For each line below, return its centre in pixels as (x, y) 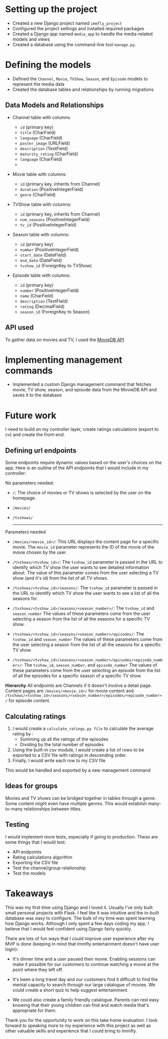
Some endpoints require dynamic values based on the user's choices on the (83, 463)
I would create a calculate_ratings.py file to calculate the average (83, 729)
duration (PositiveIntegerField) (51, 189)
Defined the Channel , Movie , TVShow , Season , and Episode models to (80, 78)
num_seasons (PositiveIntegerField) (55, 219)
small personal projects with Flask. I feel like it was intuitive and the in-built (82, 912)
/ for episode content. (28, 701)
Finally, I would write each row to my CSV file (59, 760)
